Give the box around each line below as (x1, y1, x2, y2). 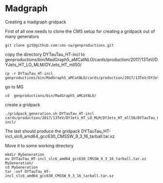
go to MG (5, 83, 24, 90)
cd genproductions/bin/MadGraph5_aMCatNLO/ (5, 93, 97, 98)
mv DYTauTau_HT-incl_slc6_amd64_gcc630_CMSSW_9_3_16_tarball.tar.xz (5, 156, 147, 161)
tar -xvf (5, 169, 23, 174)
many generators (5, 33, 39, 39)
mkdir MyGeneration (5, 152, 45, 157)
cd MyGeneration (5, 165, 38, 170)
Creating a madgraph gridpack (5, 19, 66, 25)
